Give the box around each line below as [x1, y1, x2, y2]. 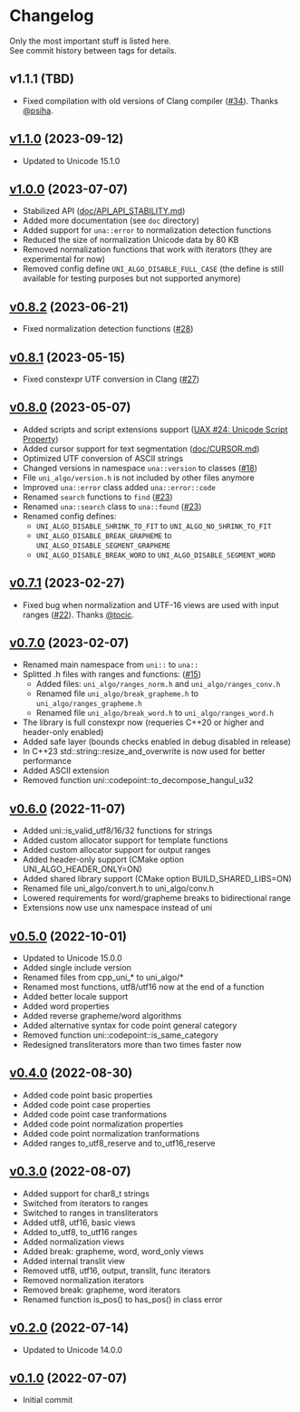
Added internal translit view [22, 1255, 125, 1266]
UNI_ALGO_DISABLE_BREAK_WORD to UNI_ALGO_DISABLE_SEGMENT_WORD [35, 549, 276, 560]
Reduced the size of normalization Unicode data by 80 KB [22, 235, 239, 246]
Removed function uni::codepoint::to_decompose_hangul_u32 [22, 775, 254, 786]
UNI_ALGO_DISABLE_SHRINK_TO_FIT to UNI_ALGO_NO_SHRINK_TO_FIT [35, 520, 272, 531]
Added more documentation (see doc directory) [22, 215, 199, 227]
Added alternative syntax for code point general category [22, 1020, 237, 1031]
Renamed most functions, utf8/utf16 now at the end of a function [22, 982, 265, 992]
